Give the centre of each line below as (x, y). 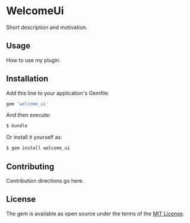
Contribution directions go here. (45, 181)
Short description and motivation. (47, 27)
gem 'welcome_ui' (28, 104)
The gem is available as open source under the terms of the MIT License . (95, 214)
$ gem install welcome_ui (38, 148)
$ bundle (17, 126)
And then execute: (28, 115)
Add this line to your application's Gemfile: (58, 93)
